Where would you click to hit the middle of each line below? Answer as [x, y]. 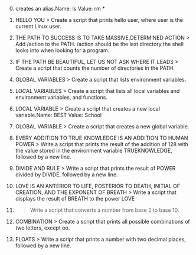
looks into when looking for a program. [62, 50]
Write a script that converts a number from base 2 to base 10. [104, 210]
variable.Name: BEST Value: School [58, 115]
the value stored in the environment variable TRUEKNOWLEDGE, [94, 151]
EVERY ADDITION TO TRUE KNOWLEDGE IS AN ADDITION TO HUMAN [102, 138]
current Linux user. [38, 26]
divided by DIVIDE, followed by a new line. [66, 175]
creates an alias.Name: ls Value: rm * [60, 9]
